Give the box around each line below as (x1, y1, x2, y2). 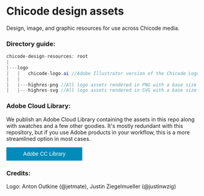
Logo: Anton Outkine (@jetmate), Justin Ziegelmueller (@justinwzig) (6, 183, 177, 190)
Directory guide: (6, 40, 56, 48)
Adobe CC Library (23, 150, 66, 158)
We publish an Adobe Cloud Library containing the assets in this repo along (6, 116, 195, 123)
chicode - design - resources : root (6, 54, 88, 60)
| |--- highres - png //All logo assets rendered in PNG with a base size (6, 82, 197, 88)
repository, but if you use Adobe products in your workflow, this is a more (6, 128, 190, 136)
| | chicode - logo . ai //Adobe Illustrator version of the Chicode (6, 70, 186, 77)
